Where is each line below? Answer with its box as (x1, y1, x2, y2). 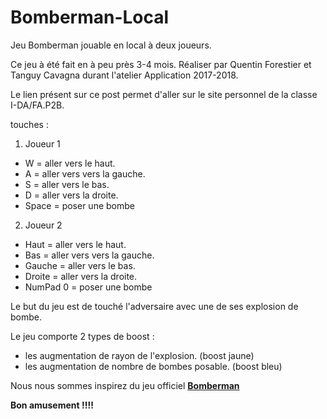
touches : (10, 118, 49, 130)
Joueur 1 (24, 137, 61, 150)
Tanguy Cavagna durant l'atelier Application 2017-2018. (10, 69, 239, 81)
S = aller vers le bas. (24, 178, 110, 190)
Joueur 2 (24, 219, 63, 231)
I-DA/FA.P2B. (10, 99, 65, 111)
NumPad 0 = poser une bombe (24, 281, 153, 293)
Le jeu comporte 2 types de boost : (10, 330, 155, 342)
